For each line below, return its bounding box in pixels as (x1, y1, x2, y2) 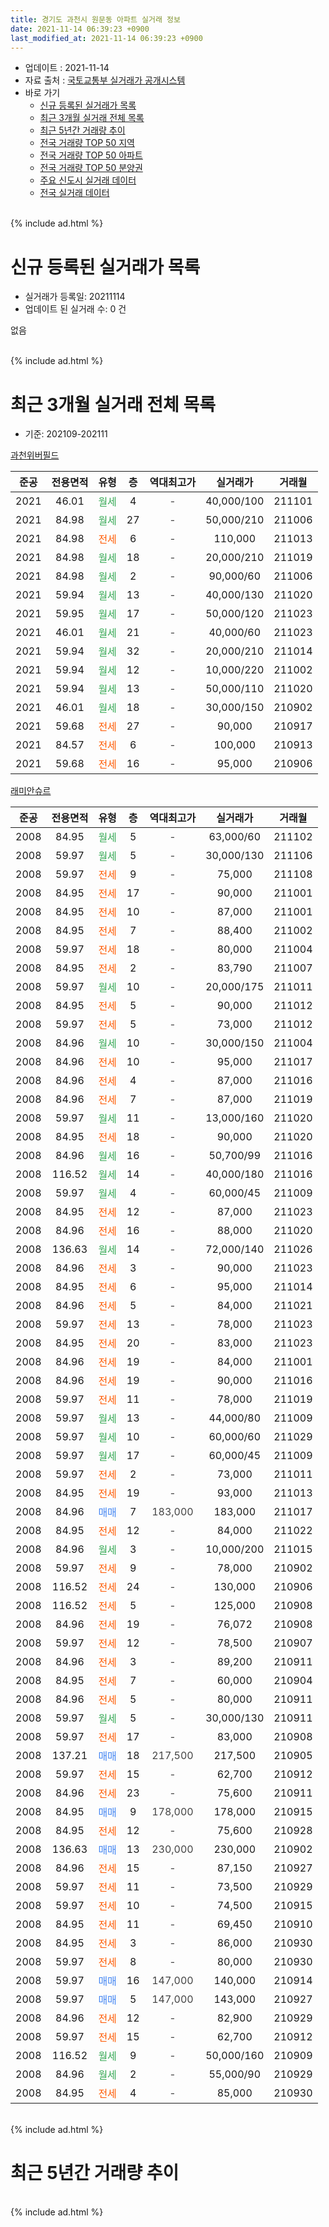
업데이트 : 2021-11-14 (24, 62, 110, 74)
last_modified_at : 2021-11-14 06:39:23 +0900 (10, 33, 203, 43)
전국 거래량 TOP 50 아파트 (39, 149, 143, 161)
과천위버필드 (10, 449, 60, 461)
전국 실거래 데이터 (39, 187, 110, 199)
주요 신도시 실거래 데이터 (39, 174, 137, 186)
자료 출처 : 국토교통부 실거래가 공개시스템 (24, 74, 186, 86)
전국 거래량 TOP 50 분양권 (39, 162, 143, 174)
